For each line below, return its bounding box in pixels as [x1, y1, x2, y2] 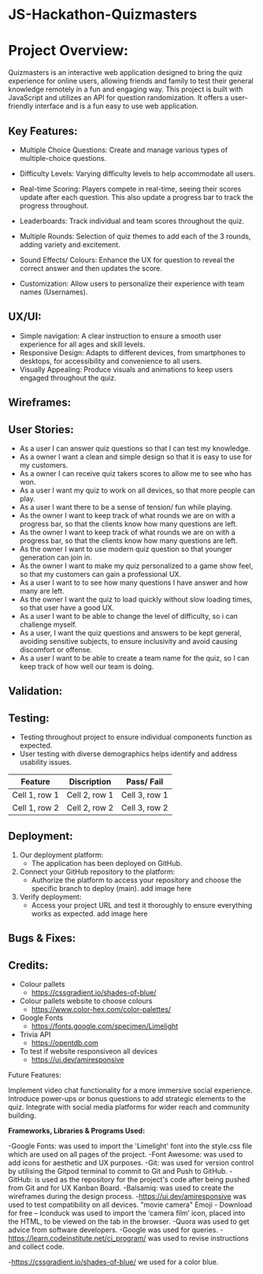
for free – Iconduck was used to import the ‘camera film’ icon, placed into [8, 1208, 246, 1218]
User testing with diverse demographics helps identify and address [19, 749, 238, 759]
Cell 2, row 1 [66, 789, 114, 800]
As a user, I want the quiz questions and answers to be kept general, [19, 628, 242, 637]
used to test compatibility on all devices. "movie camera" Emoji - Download [8, 1200, 253, 1209]
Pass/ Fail [125, 776, 164, 787]
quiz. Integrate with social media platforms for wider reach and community [8, 1103, 250, 1112]
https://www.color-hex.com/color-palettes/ [31, 1005, 172, 1014]
